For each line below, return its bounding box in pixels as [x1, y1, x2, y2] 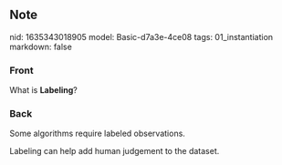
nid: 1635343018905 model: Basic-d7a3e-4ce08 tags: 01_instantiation [9, 31, 274, 42]
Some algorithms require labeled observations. [9, 128, 185, 139]
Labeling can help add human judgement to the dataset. [9, 146, 220, 157]
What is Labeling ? [9, 85, 78, 96]
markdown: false [9, 41, 73, 52]
